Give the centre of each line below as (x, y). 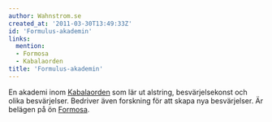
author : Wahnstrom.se (45, 16)
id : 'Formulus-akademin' (50, 31)
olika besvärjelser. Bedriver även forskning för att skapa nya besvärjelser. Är (136, 100)
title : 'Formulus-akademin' (56, 69)
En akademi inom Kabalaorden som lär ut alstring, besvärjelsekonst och (128, 92)
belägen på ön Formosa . (49, 109)
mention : (30, 46)
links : (19, 39)
